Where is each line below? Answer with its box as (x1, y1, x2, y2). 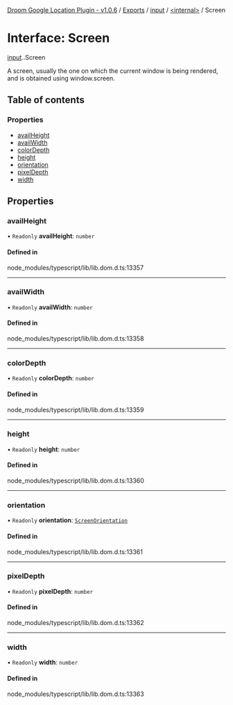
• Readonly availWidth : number (7, 302, 94, 311)
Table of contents (7, 94, 85, 106)
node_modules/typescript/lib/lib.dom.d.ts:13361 (7, 547, 144, 556)
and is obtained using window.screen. (7, 74, 116, 82)
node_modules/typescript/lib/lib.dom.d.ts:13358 (7, 334, 144, 343)
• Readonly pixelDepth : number (7, 587, 94, 595)
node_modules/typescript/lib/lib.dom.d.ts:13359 (7, 405, 144, 414)
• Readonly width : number (7, 658, 78, 667)
